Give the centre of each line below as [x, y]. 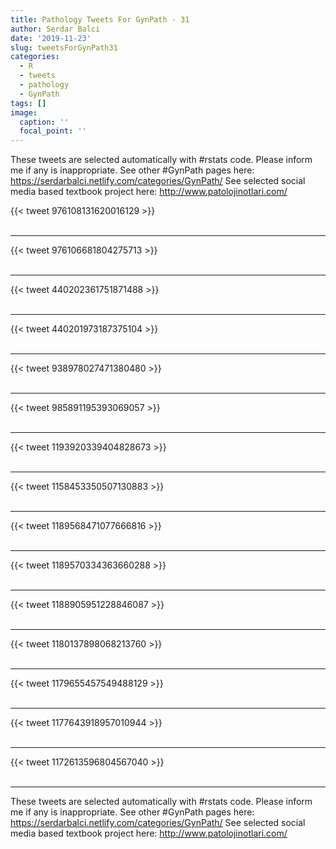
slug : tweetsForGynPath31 [64, 47]
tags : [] [28, 103]
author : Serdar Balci [55, 29]
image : [24, 112]
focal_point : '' [53, 131]
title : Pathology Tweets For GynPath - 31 [100, 19]
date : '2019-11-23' [51, 38]
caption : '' [44, 122]
